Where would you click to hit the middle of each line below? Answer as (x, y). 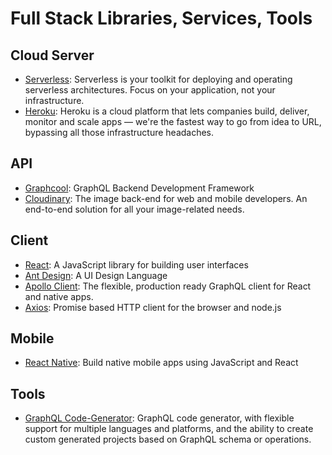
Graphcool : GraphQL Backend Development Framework (139, 188)
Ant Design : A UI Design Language (96, 275)
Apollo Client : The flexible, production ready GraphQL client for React (168, 286)
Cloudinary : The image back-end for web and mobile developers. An (166, 198)
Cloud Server (52, 55)
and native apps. (59, 296)
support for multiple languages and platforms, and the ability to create (169, 429)
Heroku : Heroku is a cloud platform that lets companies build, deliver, (167, 111)
